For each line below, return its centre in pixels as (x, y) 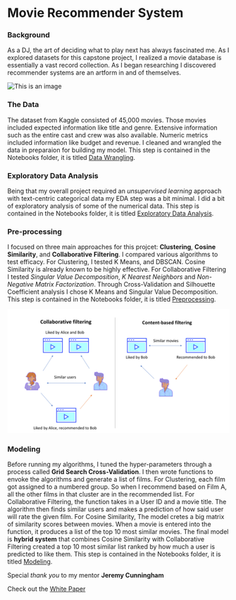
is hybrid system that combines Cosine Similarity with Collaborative (106, 539)
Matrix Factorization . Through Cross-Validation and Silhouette (125, 285)
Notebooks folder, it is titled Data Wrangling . (72, 157)
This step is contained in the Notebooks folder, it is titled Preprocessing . (112, 299)
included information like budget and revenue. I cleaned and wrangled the (114, 142)
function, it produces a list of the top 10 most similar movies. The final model (118, 532)
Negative (20, 285)
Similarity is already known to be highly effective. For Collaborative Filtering (117, 270)
